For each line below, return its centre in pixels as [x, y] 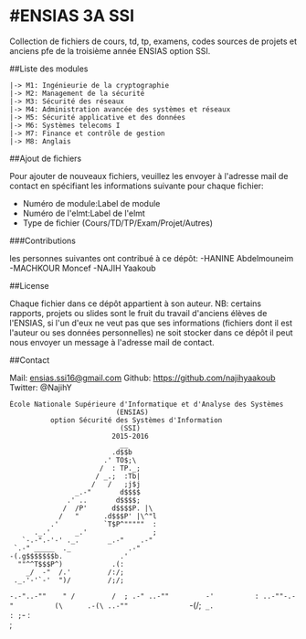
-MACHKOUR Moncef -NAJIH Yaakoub [83, 268]
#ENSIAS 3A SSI [72, 16]
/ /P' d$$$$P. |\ [108, 508]
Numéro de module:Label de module [91, 203]
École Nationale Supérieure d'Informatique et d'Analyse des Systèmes [147, 404]
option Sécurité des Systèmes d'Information [136, 420]
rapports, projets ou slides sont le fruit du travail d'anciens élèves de [138, 313]
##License [30, 285]
